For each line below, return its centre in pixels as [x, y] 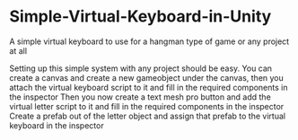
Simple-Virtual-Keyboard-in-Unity [140, 17]
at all [18, 50]
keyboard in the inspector [57, 125]
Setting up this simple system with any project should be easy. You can [140, 68]
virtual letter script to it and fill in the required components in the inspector [147, 106]
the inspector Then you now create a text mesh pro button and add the [140, 97]
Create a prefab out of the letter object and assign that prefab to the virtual [147, 116]
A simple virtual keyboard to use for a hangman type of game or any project [149, 41]
